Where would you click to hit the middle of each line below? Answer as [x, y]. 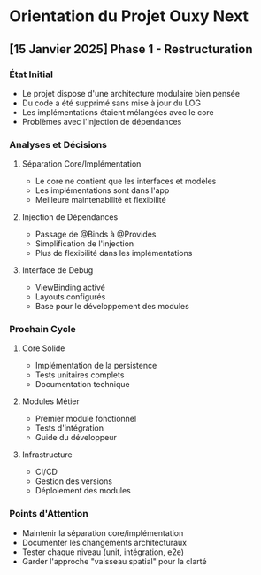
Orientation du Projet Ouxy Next [129, 16]
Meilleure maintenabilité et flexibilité [100, 200]
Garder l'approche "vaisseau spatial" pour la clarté [114, 561]
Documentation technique [82, 385]
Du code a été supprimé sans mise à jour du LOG [111, 103]
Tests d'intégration [69, 428]
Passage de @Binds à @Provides [96, 234]
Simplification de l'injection [84, 244]
